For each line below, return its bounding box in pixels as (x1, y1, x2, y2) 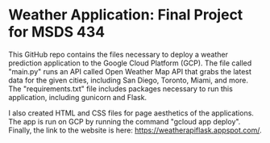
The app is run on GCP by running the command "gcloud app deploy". (8, 116, 241, 126)
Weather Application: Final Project (8, 6, 243, 24)
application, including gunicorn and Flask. (8, 92, 147, 102)
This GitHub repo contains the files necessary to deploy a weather (8, 49, 228, 59)
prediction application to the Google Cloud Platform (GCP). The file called (8, 58, 252, 68)
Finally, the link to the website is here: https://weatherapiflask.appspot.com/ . (8, 125, 262, 135)
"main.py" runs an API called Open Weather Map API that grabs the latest (8, 66, 252, 76)
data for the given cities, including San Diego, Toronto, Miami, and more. (8, 75, 248, 85)
